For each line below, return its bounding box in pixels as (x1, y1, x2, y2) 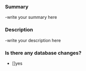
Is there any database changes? (5, 49, 82, 56)
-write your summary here (5, 14, 57, 20)
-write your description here (5, 37, 61, 43)
